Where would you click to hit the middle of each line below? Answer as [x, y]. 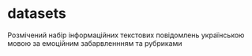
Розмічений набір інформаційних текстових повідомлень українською [126, 35]
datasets [37, 14]
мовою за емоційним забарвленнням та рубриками [95, 43]
